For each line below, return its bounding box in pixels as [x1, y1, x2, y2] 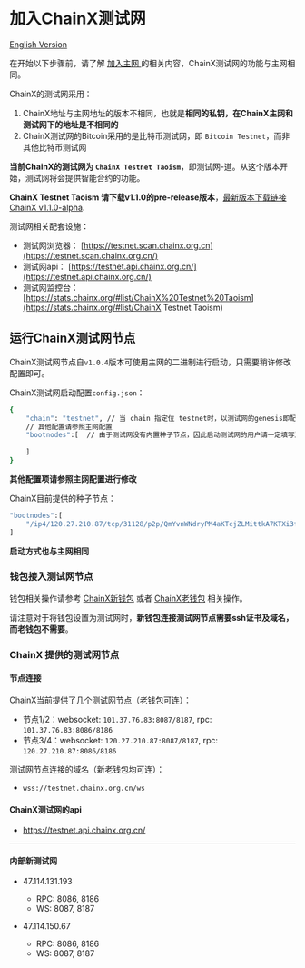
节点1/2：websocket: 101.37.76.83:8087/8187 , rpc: [22, 714, 212, 724]
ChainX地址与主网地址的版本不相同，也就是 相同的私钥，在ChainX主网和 [22, 107, 293, 118]
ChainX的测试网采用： [9, 88, 93, 99]
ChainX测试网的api [9, 803, 82, 814]
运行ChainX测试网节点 [9, 331, 136, 346]
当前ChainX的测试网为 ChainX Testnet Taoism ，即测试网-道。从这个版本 [9, 161, 280, 172]
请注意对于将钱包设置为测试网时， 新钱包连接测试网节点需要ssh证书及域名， [9, 612, 294, 623]
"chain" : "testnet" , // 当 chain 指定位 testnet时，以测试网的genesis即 [25, 414, 290, 423]
